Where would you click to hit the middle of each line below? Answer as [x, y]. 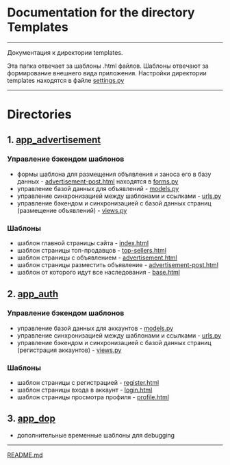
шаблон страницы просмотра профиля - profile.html [93, 397]
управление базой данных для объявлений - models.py [98, 188]
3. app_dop [31, 419]
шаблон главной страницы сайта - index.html [83, 243]
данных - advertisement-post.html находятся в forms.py [98, 181]
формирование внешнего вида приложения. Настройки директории [107, 73]
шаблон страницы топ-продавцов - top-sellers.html [91, 251]
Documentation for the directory [101, 13]
